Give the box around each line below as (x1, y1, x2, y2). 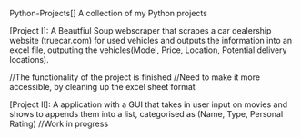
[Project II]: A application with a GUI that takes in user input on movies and (9, 99, 288, 110)
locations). (9, 54, 49, 64)
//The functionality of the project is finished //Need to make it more (9, 72, 261, 83)
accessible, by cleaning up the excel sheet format (9, 82, 196, 92)
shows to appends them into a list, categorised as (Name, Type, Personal (9, 109, 284, 119)
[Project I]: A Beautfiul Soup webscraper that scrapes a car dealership (9, 25, 272, 35)
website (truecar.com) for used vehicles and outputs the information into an (9, 35, 293, 45)
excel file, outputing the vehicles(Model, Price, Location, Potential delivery (9, 44, 287, 55)
